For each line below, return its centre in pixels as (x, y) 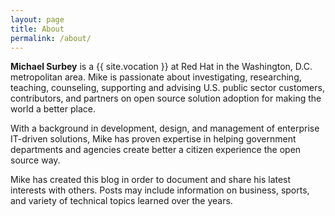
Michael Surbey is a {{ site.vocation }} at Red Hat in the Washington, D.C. (161, 67)
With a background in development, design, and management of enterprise (165, 128)
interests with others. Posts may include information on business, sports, (160, 190)
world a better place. (53, 109)
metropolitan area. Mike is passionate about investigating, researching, (156, 77)
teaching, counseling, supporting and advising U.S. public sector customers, (167, 88)
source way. (35, 160)
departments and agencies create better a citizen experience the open (156, 150)
